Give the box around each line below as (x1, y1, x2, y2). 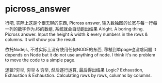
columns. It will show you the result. (5, 36, 77, 42)
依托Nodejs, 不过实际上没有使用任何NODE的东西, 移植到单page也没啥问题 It (5, 46, 156, 52)
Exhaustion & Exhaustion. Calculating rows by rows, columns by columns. (5, 72, 152, 78)
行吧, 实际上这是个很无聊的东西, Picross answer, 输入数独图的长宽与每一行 (5, 20, 153, 26)
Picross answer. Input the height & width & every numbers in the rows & (5, 31, 148, 37)
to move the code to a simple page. (5, 57, 76, 63)
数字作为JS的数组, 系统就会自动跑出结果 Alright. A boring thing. (17, 26, 144, 32)
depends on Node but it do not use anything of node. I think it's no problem (5, 52, 156, 57)
